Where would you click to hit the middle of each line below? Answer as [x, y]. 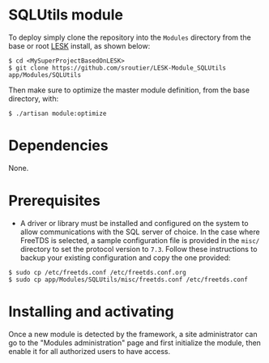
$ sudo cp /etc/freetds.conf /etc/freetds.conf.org [97, 272]
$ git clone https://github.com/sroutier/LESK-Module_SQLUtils [117, 68]
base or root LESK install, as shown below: [79, 45]
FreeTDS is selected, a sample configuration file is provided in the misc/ [140, 240]
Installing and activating [91, 312]
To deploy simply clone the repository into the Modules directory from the [130, 37]
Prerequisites [55, 201]
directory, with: [34, 98]
